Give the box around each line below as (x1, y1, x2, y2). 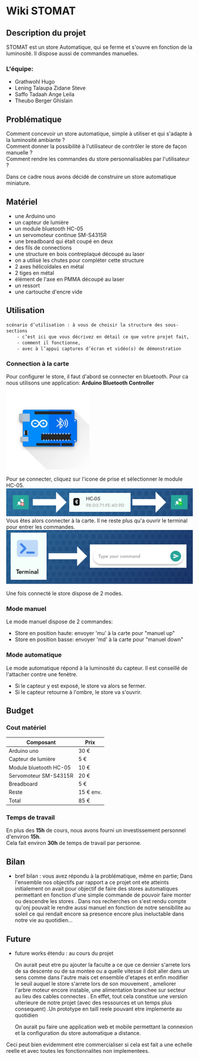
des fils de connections (14, 244, 72, 251)
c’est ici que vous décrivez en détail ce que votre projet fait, (21, 334, 190, 340)
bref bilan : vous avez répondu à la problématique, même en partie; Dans (14, 872, 193, 880)
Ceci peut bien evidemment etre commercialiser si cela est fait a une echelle (6, 1041, 192, 1048)
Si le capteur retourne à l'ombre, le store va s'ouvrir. (14, 688, 142, 696)
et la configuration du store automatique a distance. (14, 1030, 141, 1037)
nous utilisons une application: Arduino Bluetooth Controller (6, 379, 155, 387)
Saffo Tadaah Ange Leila (14, 91, 75, 98)
